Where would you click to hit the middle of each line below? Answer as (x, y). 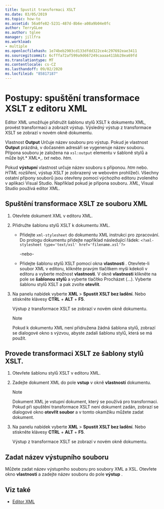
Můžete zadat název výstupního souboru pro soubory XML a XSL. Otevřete (81, 469)
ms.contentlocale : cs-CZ (30, 64)
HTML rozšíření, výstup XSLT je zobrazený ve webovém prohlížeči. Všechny (82, 172)
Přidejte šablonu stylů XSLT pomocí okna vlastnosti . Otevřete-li (84, 263)
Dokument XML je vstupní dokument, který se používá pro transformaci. (85, 402)
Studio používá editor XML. (33, 188)
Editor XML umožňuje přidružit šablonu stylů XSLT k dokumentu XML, (76, 122)
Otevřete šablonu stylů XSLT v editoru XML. (56, 373)
